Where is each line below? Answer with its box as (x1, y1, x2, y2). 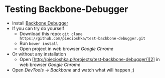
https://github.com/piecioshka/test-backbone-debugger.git (19, 36, 146, 41)
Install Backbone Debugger (12, 20, 69, 26)
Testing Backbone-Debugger (5, 3, 128, 15)
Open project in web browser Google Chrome (19, 45, 114, 51)
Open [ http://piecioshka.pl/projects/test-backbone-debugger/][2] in (19, 56, 160, 62)
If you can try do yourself (12, 25, 65, 31)
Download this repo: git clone (19, 30, 83, 36)
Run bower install (19, 40, 59, 46)
